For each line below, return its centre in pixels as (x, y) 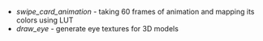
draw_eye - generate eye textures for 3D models (97, 29)
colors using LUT (45, 20)
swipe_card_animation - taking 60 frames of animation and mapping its (135, 12)
